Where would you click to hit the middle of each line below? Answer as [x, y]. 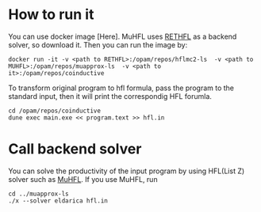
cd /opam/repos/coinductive [55, 111]
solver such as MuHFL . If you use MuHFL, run [83, 179]
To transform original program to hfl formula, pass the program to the [121, 88]
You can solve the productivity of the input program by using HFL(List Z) [127, 171]
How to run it [51, 15]
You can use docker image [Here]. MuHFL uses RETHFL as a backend [123, 36]
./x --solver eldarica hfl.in [58, 201]
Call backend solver [75, 149]
